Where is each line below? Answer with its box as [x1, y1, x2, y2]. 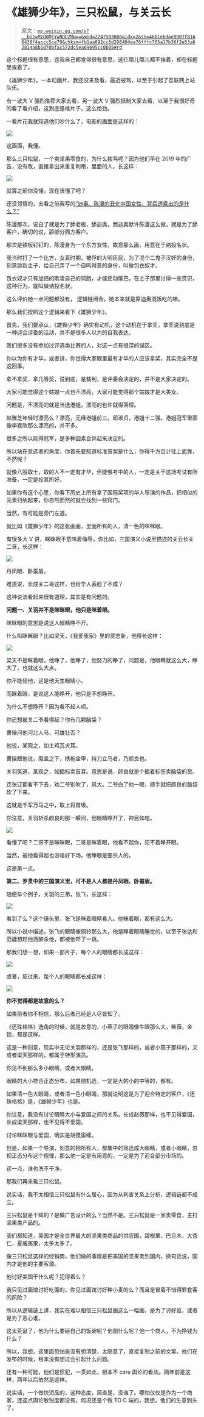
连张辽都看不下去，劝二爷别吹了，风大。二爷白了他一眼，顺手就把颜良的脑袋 [6, 780, 198, 788]
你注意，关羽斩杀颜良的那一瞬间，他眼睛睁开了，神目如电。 [6, 814, 155, 821]
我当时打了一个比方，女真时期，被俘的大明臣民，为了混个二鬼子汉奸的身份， [6, 254, 198, 261]
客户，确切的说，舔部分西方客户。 [6, 228, 92, 235]
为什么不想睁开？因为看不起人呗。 [6, 702, 92, 710]
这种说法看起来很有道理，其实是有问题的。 [6, 593, 113, 601]
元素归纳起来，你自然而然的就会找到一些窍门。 [6, 496, 123, 504]
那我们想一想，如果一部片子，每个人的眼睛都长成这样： [6, 948, 144, 955]
